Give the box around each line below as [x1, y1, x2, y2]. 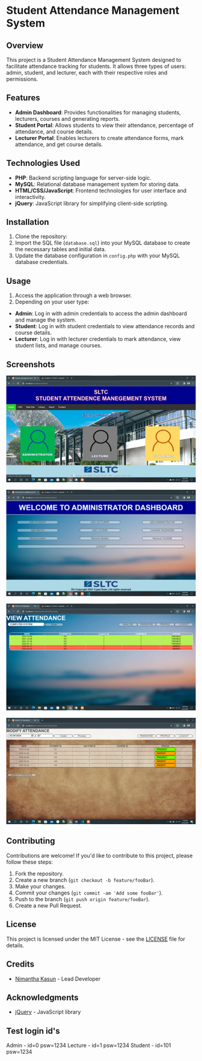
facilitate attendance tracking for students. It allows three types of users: [6, 63, 186, 70]
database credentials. [14, 258, 69, 266]
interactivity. [14, 193, 46, 200]
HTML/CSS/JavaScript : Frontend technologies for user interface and [14, 187, 187, 194]
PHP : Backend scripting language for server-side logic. [14, 174, 151, 181]
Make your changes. [14, 882, 66, 890]
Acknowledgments [6, 992, 79, 1003]
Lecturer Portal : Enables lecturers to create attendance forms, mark [14, 134, 184, 141]
